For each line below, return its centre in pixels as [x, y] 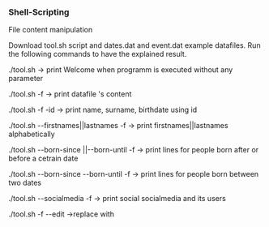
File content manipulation [51, 30]
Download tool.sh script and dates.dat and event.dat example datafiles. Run [134, 45]
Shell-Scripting [39, 12]
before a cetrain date [43, 158]
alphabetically [32, 134]
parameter [26, 79]
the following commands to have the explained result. [98, 54]
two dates [25, 183]
